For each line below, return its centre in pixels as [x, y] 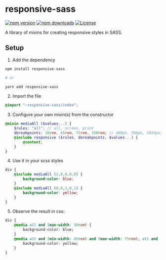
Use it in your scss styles [38, 161]
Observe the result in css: [39, 212]
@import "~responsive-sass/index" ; [42, 105]
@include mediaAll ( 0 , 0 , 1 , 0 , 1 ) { [48, 188]
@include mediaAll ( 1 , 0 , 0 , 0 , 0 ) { [48, 174]
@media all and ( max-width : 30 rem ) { [53, 225]
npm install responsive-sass [35, 69]
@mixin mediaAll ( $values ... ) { [38, 124]
